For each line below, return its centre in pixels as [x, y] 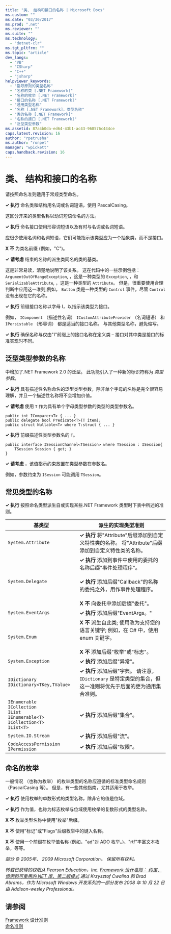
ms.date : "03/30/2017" [29, 19]
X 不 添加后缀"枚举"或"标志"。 [116, 652]
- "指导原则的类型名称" [32, 86]
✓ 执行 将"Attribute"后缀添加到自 [119, 535]
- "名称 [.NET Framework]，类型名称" [47, 110]
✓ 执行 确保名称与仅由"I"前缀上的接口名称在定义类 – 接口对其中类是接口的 [83, 334]
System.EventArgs [29, 613]
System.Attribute [29, 543]
